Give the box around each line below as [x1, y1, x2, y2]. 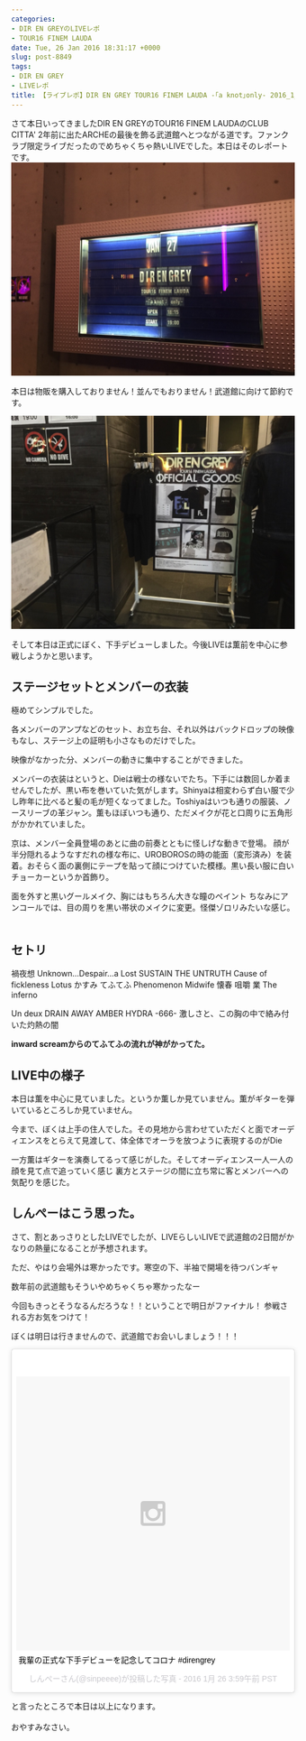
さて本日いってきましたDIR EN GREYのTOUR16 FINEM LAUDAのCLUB [11, 117, 269, 128]
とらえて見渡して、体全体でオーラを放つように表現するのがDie [49, 1135, 283, 1146]
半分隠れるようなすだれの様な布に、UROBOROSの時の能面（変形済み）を [11, 849, 284, 860]
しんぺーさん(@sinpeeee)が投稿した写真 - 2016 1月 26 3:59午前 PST [28, 1673, 278, 1683]
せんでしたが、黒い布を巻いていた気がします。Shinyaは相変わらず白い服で [11, 785, 287, 796]
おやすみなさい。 [11, 1721, 75, 1732]
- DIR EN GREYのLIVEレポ [11, 23, 101, 33]
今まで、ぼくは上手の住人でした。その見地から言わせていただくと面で [11, 1124, 272, 1134]
